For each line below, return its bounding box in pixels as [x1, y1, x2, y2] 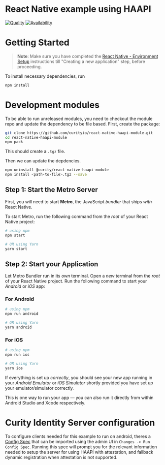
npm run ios [5, 352, 30, 357]
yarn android [5, 325, 32, 330]
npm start [5, 233, 26, 238]
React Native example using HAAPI [5, 3, 151, 15]
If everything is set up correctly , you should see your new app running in [5, 374, 153, 380]
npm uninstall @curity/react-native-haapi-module [5, 167, 109, 173]
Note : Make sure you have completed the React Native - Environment [17, 53, 159, 59]
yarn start [5, 246, 28, 251]
